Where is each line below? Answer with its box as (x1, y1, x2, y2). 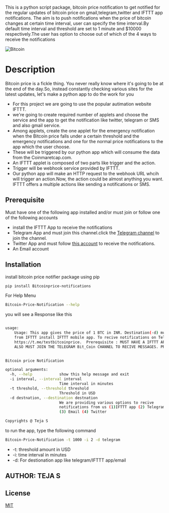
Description (5, 64, 55, 75)
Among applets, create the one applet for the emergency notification (12, 127, 155, 134)
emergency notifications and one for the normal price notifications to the (12, 138, 163, 144)
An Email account (12, 245, 49, 251)
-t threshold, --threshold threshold (10, 386, 89, 391)
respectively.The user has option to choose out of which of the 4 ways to (5, 31, 157, 37)
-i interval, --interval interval (10, 376, 82, 382)
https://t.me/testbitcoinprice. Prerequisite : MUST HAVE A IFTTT (14, 340, 158, 345)
